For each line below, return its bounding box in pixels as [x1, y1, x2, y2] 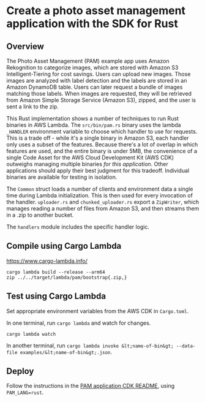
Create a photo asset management [6, 4, 185, 18]
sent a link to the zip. [6, 103, 59, 110]
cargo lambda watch [6, 331, 56, 337]
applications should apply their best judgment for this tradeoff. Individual [6, 167, 190, 174]
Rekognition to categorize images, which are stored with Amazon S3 [6, 64, 179, 71]
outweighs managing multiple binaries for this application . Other [6, 161, 168, 167]
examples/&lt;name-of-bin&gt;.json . [20, 348, 113, 355]
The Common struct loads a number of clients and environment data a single [6, 185, 193, 192]
